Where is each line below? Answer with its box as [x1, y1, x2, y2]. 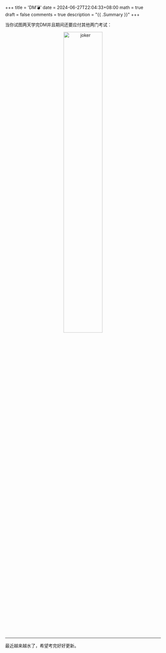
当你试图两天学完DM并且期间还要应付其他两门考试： [5, 22, 112, 28]
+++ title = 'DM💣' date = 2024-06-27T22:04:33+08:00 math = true [5, 4, 143, 10]
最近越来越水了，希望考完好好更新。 [5, 643, 79, 649]
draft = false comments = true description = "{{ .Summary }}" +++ [5, 12, 140, 17]
